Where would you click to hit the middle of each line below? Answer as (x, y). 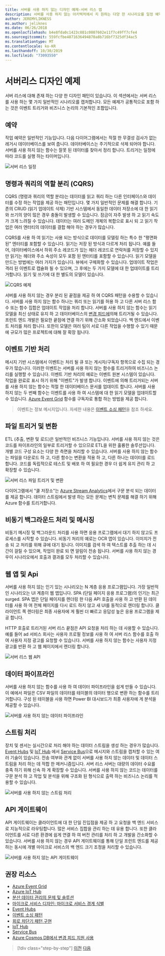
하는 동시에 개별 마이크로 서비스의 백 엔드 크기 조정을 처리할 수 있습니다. (74, 847)
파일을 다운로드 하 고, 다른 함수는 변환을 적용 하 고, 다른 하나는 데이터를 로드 (83, 457)
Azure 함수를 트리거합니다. (31, 503)
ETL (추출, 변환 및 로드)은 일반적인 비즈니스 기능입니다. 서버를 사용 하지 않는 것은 (82, 439)
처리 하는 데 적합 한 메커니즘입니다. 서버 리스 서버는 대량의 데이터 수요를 (87, 764)
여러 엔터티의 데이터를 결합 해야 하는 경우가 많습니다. (65, 227)
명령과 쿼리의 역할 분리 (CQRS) (50, 184)
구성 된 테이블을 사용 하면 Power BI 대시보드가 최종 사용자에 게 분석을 (90, 699)
